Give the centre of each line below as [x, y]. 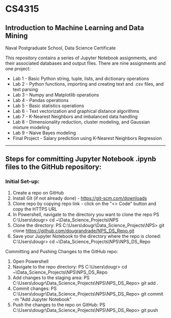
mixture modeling [31, 127]
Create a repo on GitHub [38, 192]
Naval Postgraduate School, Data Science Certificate [61, 48]
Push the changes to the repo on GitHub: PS [59, 305]
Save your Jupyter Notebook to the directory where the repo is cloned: [87, 236]
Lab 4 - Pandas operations [40, 100]
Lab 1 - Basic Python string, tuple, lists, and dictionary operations [81, 79]
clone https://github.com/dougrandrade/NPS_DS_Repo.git [74, 231]
